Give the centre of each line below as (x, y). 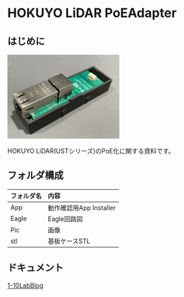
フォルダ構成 (36, 175)
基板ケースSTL (69, 241)
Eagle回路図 (65, 219)
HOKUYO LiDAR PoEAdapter (92, 13)
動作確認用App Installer (82, 207)
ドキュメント (36, 268)
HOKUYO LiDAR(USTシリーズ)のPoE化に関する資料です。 (91, 151)
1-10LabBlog (26, 285)
